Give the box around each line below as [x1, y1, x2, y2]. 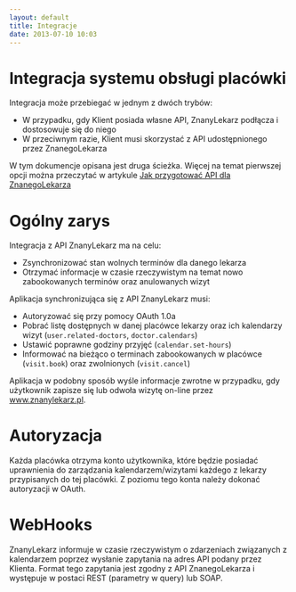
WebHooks [9, 514, 93, 535]
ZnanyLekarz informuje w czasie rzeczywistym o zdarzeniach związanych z [9, 545, 287, 555]
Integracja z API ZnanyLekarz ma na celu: [9, 240, 162, 251]
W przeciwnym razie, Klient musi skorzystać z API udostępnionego [21, 134, 268, 144]
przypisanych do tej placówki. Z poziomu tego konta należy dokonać [9, 474, 260, 485]
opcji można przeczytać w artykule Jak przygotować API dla [9, 170, 231, 181]
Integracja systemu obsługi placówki [9, 68, 287, 88]
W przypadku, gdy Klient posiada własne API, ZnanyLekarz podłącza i [21, 115, 279, 126]
